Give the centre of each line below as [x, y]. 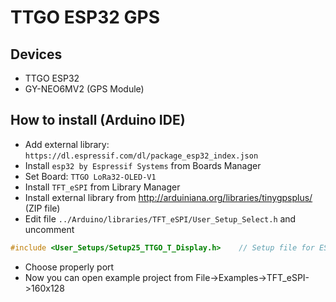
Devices [36, 54]
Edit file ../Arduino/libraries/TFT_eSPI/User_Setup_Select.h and [160, 218]
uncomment [49, 229]
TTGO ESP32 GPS [85, 17]
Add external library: [67, 144]
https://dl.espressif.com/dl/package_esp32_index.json [141, 156]
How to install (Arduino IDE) [98, 120]
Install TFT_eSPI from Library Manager [102, 187]
